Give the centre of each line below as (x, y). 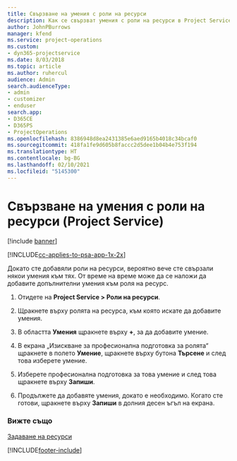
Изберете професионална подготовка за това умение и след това (117, 374)
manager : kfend (30, 34)
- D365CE (20, 119)
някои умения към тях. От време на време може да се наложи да (107, 275)
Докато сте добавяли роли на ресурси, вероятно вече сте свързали (110, 268)
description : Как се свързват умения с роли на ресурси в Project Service (120, 20)
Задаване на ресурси (40, 436)
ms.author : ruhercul (38, 73)
